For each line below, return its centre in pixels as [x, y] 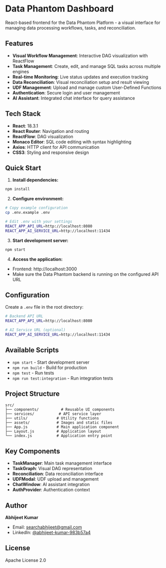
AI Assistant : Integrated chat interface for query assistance [74, 98]
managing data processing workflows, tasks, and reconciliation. [71, 27]
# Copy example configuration [37, 208]
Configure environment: [38, 199]
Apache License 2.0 [26, 560]
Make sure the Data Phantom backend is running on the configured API [85, 274]
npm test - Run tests [33, 373]
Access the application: [38, 259]
